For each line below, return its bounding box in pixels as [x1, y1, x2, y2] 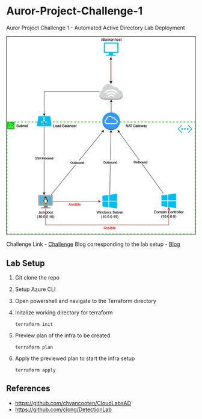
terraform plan [14, 344, 54, 350]
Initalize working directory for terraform [14, 308, 113, 316]
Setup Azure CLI [14, 286, 56, 293]
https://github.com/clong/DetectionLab [14, 406, 112, 413]
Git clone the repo [14, 274, 60, 281]
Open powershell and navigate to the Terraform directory [14, 297, 156, 304]
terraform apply [14, 367, 56, 373]
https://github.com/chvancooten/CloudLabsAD [14, 399, 131, 406]
